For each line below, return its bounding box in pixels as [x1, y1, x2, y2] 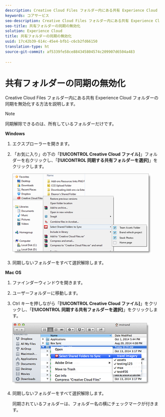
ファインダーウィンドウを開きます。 [12, 280, 85, 286]
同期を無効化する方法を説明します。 [5, 101, 78, 107]
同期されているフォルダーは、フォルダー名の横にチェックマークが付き [12, 401, 155, 407]
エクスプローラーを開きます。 [12, 141, 72, 147]
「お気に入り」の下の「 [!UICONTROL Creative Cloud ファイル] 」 [12, 151, 145, 157]
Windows [5, 130, 25, 137]
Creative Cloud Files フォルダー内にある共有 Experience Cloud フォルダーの [5, 95, 159, 101]
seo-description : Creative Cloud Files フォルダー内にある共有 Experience [5, 18, 153, 23]
